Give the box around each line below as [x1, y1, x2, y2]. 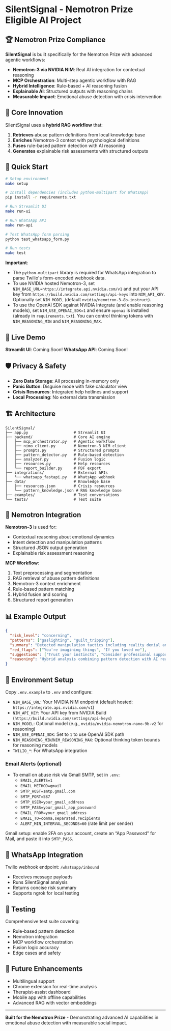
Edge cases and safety [12, 950, 61, 956]
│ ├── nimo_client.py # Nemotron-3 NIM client [5, 443, 126, 448]
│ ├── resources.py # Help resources [5, 461, 110, 466]
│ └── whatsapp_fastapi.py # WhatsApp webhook [5, 474, 115, 479]
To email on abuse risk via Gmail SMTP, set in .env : [12, 772, 120, 778]
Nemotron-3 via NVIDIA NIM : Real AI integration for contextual [12, 67, 145, 72]
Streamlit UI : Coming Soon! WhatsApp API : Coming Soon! [5, 346, 128, 352]
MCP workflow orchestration [12, 939, 73, 945]
